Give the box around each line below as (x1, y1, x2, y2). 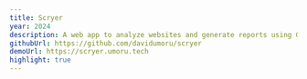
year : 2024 (9, 22, 51, 31)
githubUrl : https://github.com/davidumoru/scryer (9, 38, 203, 48)
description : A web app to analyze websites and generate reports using (9, 30, 292, 39)
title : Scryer (9, 13, 64, 23)
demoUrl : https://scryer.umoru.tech (9, 47, 149, 56)
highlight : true (9, 55, 71, 64)
